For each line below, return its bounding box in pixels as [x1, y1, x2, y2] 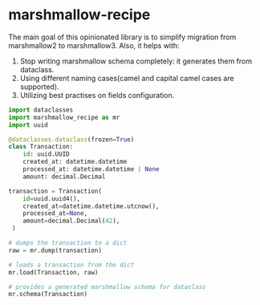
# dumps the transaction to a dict [8, 239, 128, 247]
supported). [19, 82, 59, 91]
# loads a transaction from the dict [8, 261, 135, 269]
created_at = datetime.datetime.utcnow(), [22, 202, 160, 210]
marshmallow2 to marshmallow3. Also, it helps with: [8, 40, 180, 50]
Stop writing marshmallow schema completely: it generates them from [19, 56, 253, 66]
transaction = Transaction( [8, 187, 103, 195]
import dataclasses [8, 106, 74, 114]
